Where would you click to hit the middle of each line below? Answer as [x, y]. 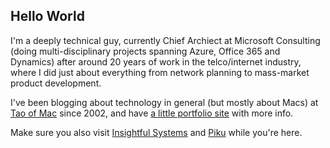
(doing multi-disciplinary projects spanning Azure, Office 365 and [145, 51]
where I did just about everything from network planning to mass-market [160, 72]
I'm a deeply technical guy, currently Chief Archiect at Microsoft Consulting [165, 40]
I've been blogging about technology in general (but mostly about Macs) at [164, 102]
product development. [56, 83]
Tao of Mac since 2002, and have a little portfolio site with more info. [152, 113]
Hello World [47, 16]
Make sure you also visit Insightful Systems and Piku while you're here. [156, 132]
